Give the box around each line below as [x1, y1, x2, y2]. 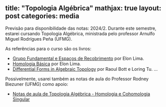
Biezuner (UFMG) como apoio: [5, 81, 68, 87]
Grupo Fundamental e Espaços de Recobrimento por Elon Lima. [12, 55, 144, 61]
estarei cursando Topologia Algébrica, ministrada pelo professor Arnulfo [5, 30, 155, 37]
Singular [12, 96, 30, 102]
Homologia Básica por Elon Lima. [12, 60, 81, 67]
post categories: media [5, 12, 79, 21]
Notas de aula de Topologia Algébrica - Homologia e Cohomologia [12, 90, 150, 97]
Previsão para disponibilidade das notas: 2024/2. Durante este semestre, [5, 25, 157, 31]
